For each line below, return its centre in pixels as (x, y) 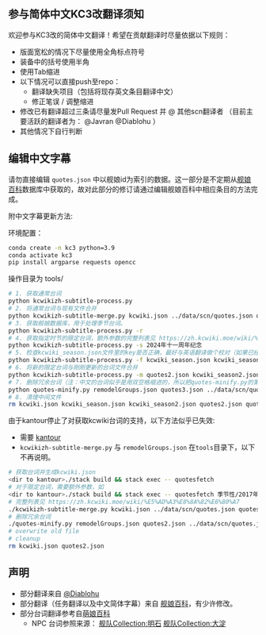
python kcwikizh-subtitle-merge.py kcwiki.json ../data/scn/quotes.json (131, 316)
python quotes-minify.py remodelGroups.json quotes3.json (106, 390)
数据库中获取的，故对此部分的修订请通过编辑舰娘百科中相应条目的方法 (137, 189)
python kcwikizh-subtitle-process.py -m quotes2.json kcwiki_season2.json (134, 375)
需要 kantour (40, 437)
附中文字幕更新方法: (41, 216)
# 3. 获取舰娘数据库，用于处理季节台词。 (67, 323)
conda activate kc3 (40, 255)
